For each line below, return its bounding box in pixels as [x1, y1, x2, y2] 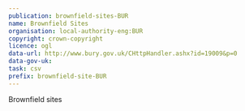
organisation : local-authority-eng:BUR [8, 27, 144, 35]
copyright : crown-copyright [8, 34, 104, 43]
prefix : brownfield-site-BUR [8, 72, 107, 80]
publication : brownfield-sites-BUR [8, 11, 129, 20]
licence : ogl [8, 42, 53, 50]
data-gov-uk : [8, 58, 53, 66]
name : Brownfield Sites [8, 19, 89, 28]
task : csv [8, 65, 42, 73]
